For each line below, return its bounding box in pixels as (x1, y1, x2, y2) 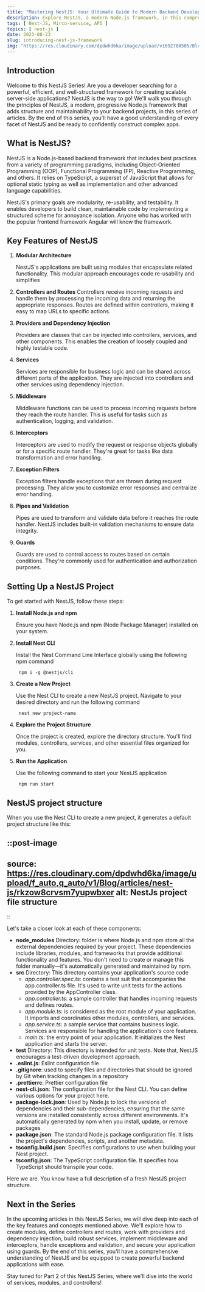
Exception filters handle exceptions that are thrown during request (15, 478, 182, 485)
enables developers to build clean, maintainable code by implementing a (7, 205, 188, 212)
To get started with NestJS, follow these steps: (7, 598, 124, 605)
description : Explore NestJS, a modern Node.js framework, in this (7, 15, 182, 21)
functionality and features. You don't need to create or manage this (15, 956, 184, 964)
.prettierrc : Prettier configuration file (15, 1079, 108, 1087)
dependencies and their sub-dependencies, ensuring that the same (15, 1105, 185, 1112)
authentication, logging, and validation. (15, 417, 114, 425)
